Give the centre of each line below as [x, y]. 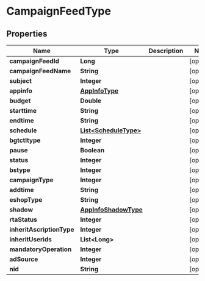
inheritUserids [31, 239]
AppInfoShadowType [112, 210]
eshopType [26, 200]
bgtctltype [25, 140]
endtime [22, 120]
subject [21, 81]
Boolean [92, 150]
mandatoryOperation [41, 249]
